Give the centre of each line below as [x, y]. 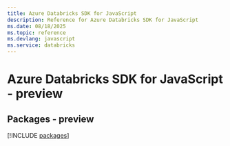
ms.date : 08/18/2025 [37, 26]
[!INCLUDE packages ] [38, 135]
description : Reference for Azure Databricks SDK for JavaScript [103, 20]
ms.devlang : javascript [41, 39]
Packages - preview [51, 119]
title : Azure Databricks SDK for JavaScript [72, 13]
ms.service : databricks [41, 45]
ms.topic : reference [37, 33]
